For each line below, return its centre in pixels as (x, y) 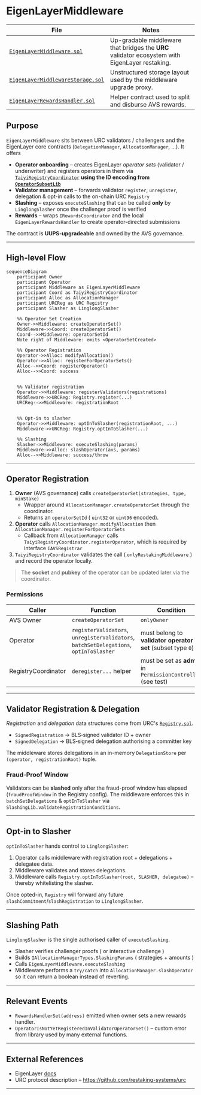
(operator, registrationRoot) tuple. (51, 759)
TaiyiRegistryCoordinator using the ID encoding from (82, 177)
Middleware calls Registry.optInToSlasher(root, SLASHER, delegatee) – (104, 876)
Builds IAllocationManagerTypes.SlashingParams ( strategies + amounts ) (104, 958)
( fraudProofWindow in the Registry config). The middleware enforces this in (98, 794)
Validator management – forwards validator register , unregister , (96, 190)
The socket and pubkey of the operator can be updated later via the (105, 572)
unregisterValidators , (103, 637)
